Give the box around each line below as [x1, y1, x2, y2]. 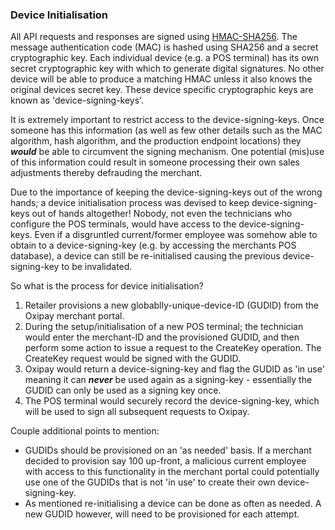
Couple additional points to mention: [10, 425, 160, 437]
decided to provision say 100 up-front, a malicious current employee [24, 455, 307, 467]
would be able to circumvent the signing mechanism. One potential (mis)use [10, 146, 325, 158]
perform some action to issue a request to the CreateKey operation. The [24, 342, 322, 354]
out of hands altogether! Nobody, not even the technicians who [31, 208, 293, 220]
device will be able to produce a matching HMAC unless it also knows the [10, 73, 313, 85]
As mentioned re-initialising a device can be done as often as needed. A [24, 498, 322, 510]
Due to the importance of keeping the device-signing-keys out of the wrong [10, 186, 323, 198]
